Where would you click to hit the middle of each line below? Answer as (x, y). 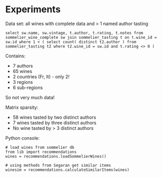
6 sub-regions (28, 87)
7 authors (23, 65)
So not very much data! (30, 97)
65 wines (22, 71)
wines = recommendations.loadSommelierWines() (56, 156)
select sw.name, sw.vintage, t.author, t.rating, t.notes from (74, 33)
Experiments (33, 9)
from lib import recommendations (41, 152)
